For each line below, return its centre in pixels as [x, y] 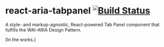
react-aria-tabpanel [48, 11]
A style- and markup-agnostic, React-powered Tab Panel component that [82, 24]
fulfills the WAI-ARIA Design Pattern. [43, 29]
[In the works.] [21, 39]
